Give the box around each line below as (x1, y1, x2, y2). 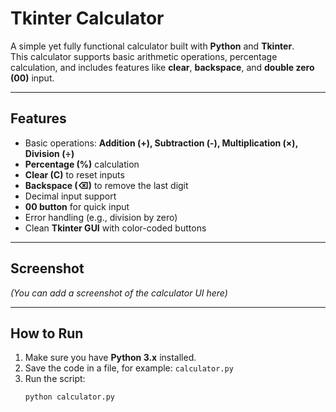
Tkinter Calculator (10, 7, 165, 30)
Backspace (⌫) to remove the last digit (24, 179, 189, 191)
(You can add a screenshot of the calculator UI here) (10, 287, 228, 299)
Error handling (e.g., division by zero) (24, 211, 178, 223)
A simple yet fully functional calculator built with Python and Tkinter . (10, 40, 295, 52)
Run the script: (24, 373, 86, 385)
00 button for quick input (24, 200, 130, 212)
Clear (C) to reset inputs (24, 168, 125, 181)
